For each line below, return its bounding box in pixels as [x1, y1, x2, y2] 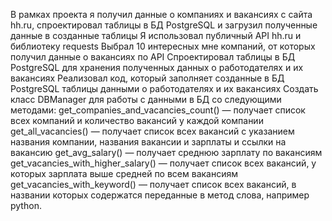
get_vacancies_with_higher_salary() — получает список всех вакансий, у [10, 157, 317, 169]
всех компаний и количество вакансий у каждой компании [10, 115, 264, 126]
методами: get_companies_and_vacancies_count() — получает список [10, 104, 306, 116]
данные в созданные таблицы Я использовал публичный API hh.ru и [10, 30, 302, 41]
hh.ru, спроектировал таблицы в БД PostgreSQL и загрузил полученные [10, 19, 318, 31]
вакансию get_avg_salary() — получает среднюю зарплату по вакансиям [10, 147, 323, 158]
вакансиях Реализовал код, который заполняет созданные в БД [10, 72, 285, 84]
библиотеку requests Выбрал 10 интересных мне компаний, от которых [10, 40, 316, 52]
